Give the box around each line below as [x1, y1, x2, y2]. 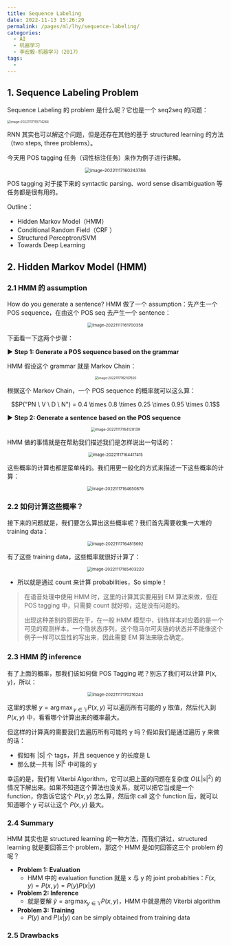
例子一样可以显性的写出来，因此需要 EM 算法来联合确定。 [23, 633, 188, 641]
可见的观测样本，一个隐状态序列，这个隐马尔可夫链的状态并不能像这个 [23, 625, 223, 633]
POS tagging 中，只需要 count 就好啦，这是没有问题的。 [23, 601, 184, 610]
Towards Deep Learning [16, 241, 86, 249]
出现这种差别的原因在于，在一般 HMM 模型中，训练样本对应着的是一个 [23, 616, 224, 624]
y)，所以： [7, 678, 37, 686]
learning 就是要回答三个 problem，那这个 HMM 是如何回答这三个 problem [7, 843, 215, 851]
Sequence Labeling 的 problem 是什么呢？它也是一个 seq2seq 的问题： [7, 106, 208, 114]
